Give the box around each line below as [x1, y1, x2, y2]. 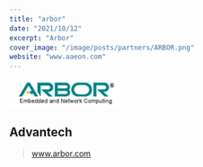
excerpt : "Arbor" [9, 33, 75, 42]
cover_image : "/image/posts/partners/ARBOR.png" [9, 43, 195, 52]
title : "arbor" [9, 14, 66, 23]
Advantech [9, 124, 73, 139]
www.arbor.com [31, 148, 92, 159]
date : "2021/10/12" [9, 23, 83, 33]
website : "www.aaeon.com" [9, 52, 106, 62]
